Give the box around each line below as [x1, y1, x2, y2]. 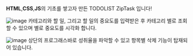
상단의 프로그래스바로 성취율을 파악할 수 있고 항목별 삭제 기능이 [28, 37, 172, 43]
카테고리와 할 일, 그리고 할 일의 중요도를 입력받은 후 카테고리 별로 [28, 17, 177, 24]
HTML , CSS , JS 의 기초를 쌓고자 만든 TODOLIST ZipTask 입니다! [6, 5, 153, 12]
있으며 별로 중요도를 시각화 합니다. [18, 25, 97, 31]
